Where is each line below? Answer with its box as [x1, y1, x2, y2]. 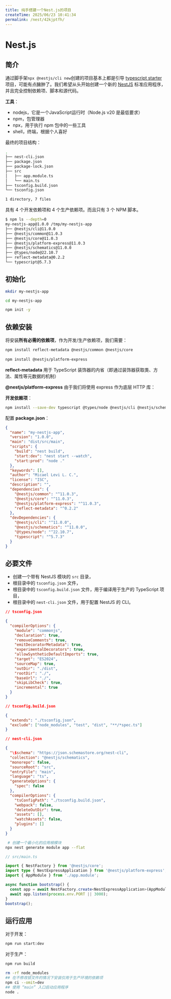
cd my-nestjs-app [5, 298, 42, 303]
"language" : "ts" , [10, 774, 49, 779]
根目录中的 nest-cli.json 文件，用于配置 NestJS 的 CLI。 [12, 599, 134, 605]
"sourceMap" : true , [14, 661, 56, 666]
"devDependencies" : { [10, 515, 56, 521]
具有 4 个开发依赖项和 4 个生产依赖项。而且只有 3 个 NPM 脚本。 [5, 207, 141, 213]
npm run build [5, 961, 36, 966]
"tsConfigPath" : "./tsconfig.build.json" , [14, 797, 106, 803]
